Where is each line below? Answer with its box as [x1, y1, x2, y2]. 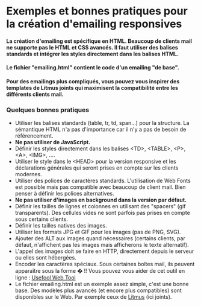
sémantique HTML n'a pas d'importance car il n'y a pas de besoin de [14, 126, 187, 133]
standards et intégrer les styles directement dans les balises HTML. [6, 50, 179, 57]
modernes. [14, 171, 42, 178]
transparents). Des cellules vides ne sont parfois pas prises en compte [14, 209, 191, 217]
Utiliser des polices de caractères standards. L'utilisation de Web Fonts [14, 177, 191, 185]
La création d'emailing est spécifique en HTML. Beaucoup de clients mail [6, 37, 193, 45]
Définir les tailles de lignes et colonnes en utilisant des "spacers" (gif [14, 203, 186, 210]
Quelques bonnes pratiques [6, 106, 89, 114]
